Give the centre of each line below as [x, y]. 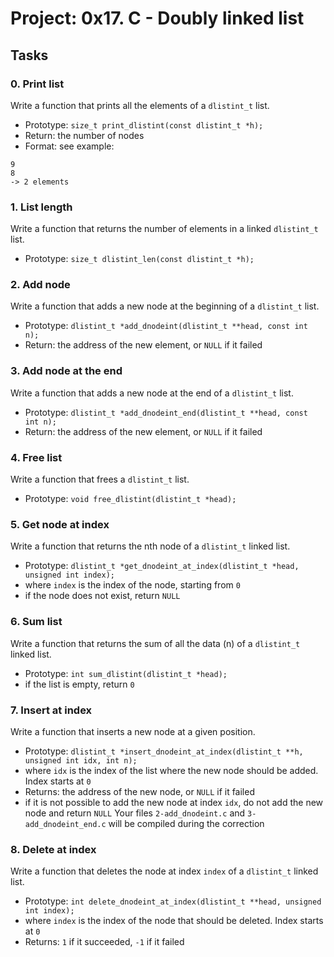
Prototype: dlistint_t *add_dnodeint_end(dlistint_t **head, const [166, 412]
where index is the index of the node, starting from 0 [132, 585]
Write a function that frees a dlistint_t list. [100, 479]
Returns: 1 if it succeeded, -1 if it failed [104, 942]
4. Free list [36, 457]
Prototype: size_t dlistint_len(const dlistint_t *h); [139, 259]
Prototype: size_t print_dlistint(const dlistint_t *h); [144, 124]
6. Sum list [36, 622]
